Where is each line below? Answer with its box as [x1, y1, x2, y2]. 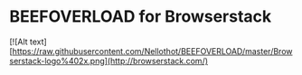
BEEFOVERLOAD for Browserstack [9, 6, 272, 27]
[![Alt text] [9, 36, 47, 47]
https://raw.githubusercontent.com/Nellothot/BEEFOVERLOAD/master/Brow [12, 45, 293, 56]
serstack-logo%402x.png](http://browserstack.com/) [9, 55, 209, 66]
